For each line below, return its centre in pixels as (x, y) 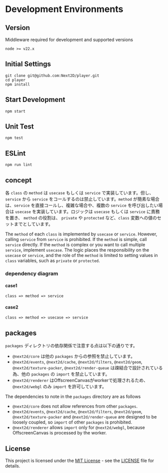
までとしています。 (33, 224)
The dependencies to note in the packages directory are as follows (73, 396)
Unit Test (19, 127)
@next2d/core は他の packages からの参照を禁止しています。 (73, 356)
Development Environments (64, 9)
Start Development (35, 100)
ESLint (15, 153)
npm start (15, 111)
